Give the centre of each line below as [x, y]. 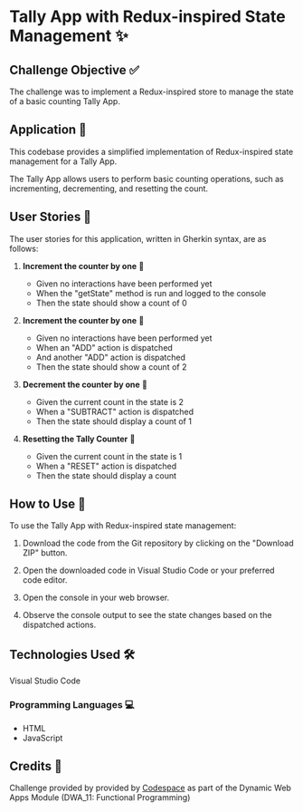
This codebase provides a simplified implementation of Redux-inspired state [151, 151]
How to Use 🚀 [47, 504]
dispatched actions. [59, 625]
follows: [24, 248]
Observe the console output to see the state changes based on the [147, 615]
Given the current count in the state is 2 [109, 401]
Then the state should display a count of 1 [114, 421]
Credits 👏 [36, 766]
